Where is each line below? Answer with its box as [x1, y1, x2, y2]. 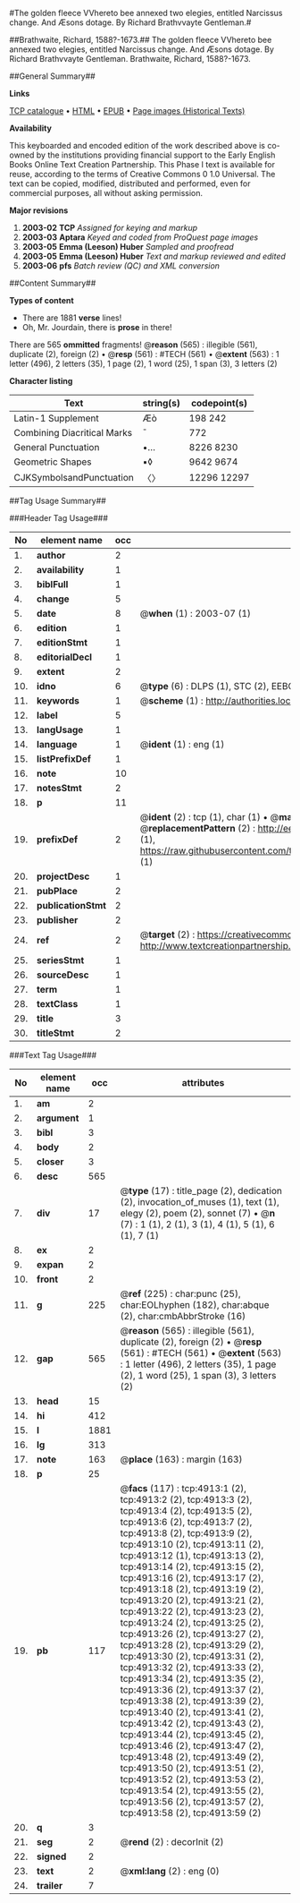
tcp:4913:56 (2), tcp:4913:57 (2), [120, 1796, 264, 1807]
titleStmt [37, 1027, 74, 1039]
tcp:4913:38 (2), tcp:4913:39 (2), [120, 1695, 264, 1707]
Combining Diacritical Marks [13, 427, 132, 439]
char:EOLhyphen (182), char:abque [120, 1299, 270, 1310]
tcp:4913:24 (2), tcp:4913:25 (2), [120, 1617, 264, 1628]
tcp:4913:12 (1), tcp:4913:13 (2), [120, 1549, 264, 1561]
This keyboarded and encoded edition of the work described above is [9, 141, 266, 150]
